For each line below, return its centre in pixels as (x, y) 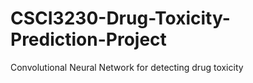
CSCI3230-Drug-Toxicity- (120, 18)
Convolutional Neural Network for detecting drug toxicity (127, 67)
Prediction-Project (88, 39)
